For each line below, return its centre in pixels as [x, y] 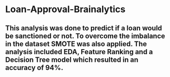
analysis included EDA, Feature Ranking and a [79, 52]
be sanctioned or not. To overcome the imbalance [85, 36]
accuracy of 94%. [34, 68]
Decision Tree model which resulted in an [72, 60]
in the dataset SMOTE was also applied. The [76, 44]
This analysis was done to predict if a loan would [84, 28]
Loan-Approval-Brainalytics [65, 9]
